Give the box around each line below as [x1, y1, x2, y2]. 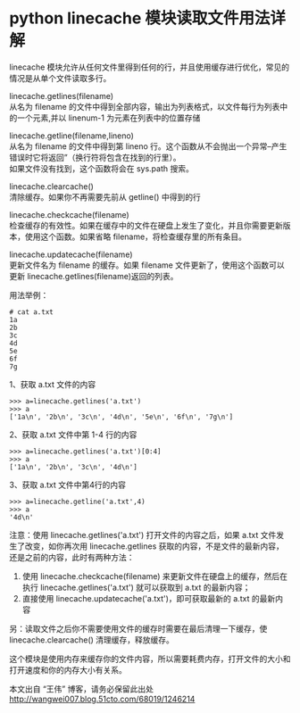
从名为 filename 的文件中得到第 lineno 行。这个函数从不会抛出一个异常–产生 [9, 140, 287, 152]
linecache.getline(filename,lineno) [9, 130, 134, 141]
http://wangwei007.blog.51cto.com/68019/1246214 [9, 693, 196, 704]
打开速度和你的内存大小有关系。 [9, 664, 127, 675]
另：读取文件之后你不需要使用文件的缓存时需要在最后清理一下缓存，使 [9, 623, 268, 634]
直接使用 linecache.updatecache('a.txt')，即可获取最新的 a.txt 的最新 [21, 593, 276, 603]
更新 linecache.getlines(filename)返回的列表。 [9, 270, 179, 281]
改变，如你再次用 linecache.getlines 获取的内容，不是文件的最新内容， [24, 541, 284, 551]
